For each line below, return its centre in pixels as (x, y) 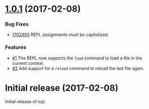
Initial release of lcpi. (26, 101)
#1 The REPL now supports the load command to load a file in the (77, 58)
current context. (28, 63)
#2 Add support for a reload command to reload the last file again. (78, 68)
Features (16, 47)
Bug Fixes (17, 24)
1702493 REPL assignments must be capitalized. (60, 35)
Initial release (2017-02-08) (62, 88)
